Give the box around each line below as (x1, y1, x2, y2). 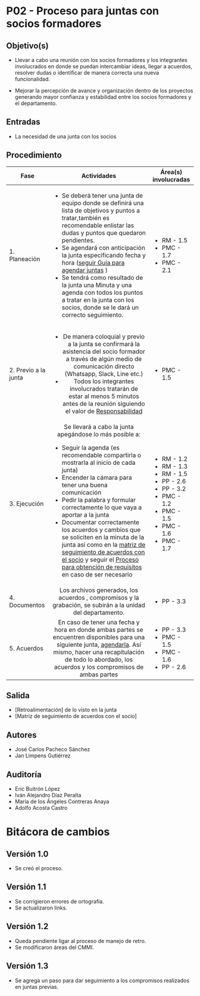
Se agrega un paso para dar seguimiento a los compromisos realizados (14, 977, 189, 984)
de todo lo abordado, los (64, 655, 133, 664)
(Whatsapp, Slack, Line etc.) (64, 369, 143, 378)
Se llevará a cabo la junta (64, 423, 134, 431)
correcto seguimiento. (61, 310, 124, 319)
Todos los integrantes (73, 377, 135, 386)
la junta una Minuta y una (61, 280, 132, 289)
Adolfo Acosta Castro (14, 804, 68, 812)
